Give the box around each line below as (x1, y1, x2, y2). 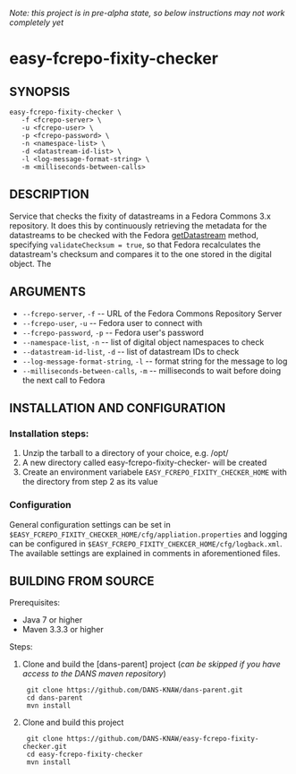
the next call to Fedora (21, 374, 106, 385)
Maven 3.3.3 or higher (21, 624, 105, 635)
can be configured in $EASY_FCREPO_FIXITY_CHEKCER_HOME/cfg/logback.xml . (9, 537, 283, 549)
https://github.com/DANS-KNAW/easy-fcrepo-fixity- (66, 735, 259, 744)
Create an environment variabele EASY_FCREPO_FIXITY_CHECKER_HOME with (21, 467, 288, 477)
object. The (9, 258, 52, 269)
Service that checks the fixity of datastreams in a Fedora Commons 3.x (9, 211, 271, 221)
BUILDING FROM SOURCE (9, 573, 155, 589)
